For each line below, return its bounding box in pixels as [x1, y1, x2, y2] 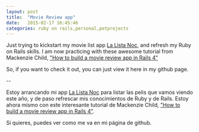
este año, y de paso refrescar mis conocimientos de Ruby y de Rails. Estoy [6, 95, 189, 102]
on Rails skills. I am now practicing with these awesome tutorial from [6, 48, 173, 55]
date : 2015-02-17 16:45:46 [6, 20, 78, 26]
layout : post [6, 8, 39, 15]
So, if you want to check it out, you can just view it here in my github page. [6, 66, 189, 73]
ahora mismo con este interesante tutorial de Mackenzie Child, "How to [6, 102, 181, 109]
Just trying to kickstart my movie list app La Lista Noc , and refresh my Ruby [6, 42, 191, 49]
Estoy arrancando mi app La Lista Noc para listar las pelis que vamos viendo [6, 89, 193, 96]
